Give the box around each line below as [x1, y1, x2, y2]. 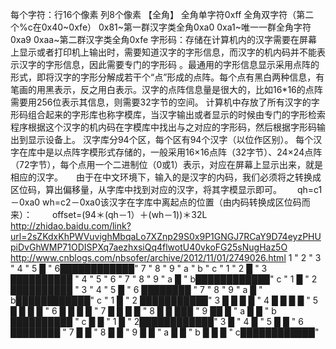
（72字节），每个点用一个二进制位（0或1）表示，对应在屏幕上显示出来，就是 [10, 159, 323, 170]
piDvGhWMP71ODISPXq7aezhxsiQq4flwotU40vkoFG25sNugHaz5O [10, 241, 288, 253]
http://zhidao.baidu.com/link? [10, 220, 132, 232]
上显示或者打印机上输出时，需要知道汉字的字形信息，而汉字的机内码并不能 [10, 46, 317, 58]
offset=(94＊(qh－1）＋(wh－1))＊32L [51, 209, 208, 220]
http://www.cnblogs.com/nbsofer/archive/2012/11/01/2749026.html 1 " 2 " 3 [10, 252, 322, 263]
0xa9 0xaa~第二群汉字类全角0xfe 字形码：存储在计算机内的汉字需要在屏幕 [10, 34, 318, 45]
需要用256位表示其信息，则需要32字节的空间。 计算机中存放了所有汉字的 [10, 96, 312, 108]
